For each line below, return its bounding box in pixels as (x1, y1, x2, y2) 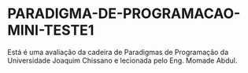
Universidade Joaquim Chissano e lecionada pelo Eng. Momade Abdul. (7, 56, 238, 65)
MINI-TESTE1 (7, 21, 94, 39)
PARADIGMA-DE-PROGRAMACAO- (7, 5, 241, 23)
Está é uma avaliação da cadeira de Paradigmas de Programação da (7, 47, 229, 57)
